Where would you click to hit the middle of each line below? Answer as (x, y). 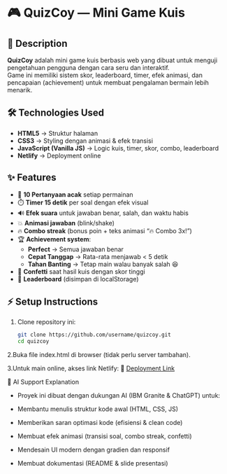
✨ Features (32, 177)
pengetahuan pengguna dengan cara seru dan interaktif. (88, 68)
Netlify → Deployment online (59, 155)
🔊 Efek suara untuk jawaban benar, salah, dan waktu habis (103, 213)
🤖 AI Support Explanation (43, 382)
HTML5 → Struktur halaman (58, 133)
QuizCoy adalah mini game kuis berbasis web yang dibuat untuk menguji (112, 60)
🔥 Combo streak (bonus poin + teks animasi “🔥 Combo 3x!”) (104, 230)
